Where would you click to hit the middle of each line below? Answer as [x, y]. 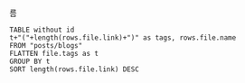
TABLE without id [42, 30]
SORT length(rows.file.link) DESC [75, 69]
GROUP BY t [30, 61]
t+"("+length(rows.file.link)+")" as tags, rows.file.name [123, 38]
